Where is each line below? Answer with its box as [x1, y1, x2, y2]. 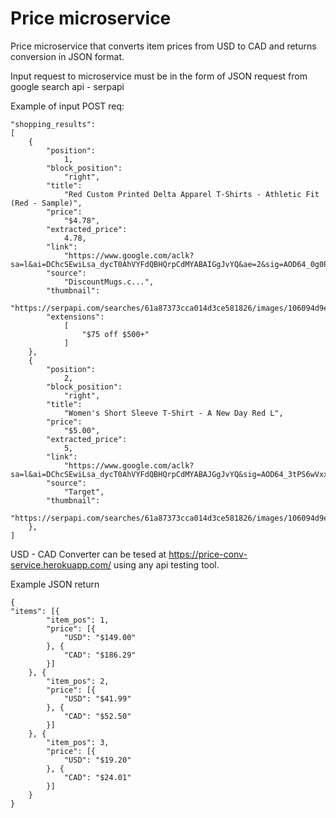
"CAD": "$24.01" [63, 772, 132, 782]
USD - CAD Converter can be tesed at [10, 548, 167, 560]
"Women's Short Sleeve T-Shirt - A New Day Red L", [63, 408, 284, 418]
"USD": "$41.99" [63, 693, 132, 704]
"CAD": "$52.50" [63, 711, 132, 721]
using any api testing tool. [113, 558, 220, 571]
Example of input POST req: [10, 100, 125, 112]
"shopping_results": [10, 119, 97, 129]
